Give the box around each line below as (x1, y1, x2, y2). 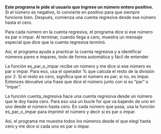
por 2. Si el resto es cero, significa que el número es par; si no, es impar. (5, 74, 150, 79)
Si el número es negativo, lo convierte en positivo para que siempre (5, 9, 140, 15)
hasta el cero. (5, 19, 32, 25)
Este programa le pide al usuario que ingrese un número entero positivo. (5, 4, 154, 10)
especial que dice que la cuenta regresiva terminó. (5, 39, 106, 45)
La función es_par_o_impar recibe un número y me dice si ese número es (5, 63, 151, 69)
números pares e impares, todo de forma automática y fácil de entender (5, 54, 149, 60)
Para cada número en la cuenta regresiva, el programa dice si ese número (5, 29, 153, 34)
